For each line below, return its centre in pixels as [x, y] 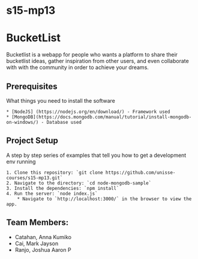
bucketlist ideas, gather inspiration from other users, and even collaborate [97, 61]
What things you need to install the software [61, 100]
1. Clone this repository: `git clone [55, 172]
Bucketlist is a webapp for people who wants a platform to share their [92, 55]
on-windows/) [22, 122]
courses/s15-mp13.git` [34, 178]
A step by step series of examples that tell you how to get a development [96, 155]
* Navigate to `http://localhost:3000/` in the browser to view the [104, 199]
